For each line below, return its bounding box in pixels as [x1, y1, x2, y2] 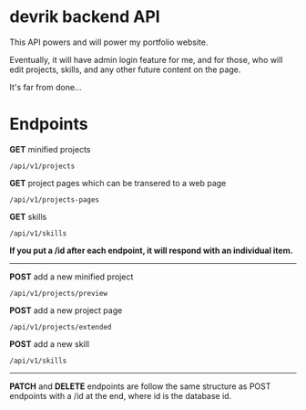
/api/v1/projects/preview [9, 289, 107, 298]
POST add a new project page [9, 304, 123, 316]
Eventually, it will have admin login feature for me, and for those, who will [9, 54, 283, 65]
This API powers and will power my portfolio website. [9, 37, 209, 47]
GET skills [9, 211, 47, 222]
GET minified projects [9, 143, 91, 154]
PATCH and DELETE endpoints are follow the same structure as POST [9, 381, 271, 392]
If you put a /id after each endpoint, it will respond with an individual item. [9, 245, 293, 256]
